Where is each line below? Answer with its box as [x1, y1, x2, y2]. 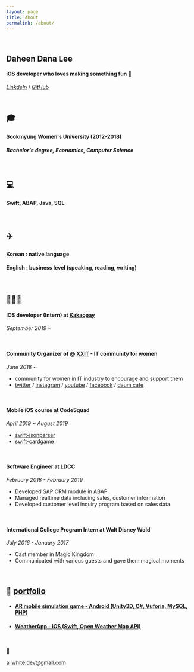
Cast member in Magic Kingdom [14, 551, 94, 558]
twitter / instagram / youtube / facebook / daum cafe [14, 381, 144, 389]
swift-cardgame [14, 438, 54, 445]
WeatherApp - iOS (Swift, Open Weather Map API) [14, 622, 141, 630]
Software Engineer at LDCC [6, 463, 76, 470]
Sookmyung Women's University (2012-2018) [6, 133, 122, 140]
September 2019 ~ [6, 325, 52, 332]
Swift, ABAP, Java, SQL [6, 199, 65, 206]
